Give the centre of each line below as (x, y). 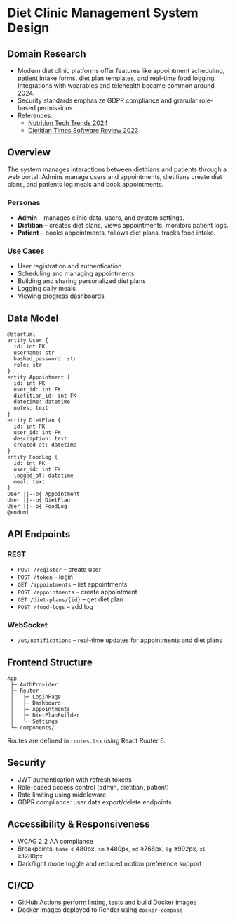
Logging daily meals (46, 289)
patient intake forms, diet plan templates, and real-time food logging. (116, 78)
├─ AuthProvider (34, 685)
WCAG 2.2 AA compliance (55, 841)
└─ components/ (32, 728)
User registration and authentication (69, 266)
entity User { (28, 341)
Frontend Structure (50, 662)
